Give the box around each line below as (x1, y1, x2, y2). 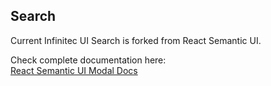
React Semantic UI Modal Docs (10, 64, 138, 76)
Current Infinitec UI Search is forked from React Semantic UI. (10, 34, 262, 46)
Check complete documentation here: (10, 54, 167, 66)
